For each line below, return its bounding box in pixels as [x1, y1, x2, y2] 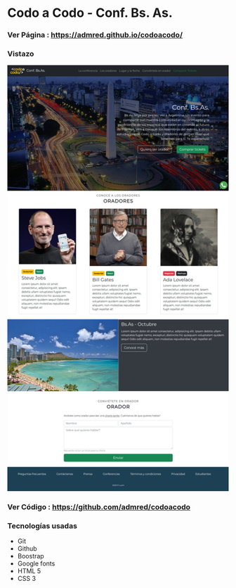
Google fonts [17, 559, 55, 568]
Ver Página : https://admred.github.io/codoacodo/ [7, 30, 183, 40]
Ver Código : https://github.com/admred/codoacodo [7, 501, 191, 511]
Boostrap [17, 551, 44, 560]
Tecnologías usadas [7, 520, 77, 530]
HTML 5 [17, 566, 41, 575]
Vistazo [7, 49, 34, 59]
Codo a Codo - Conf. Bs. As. [7, 5, 173, 21]
